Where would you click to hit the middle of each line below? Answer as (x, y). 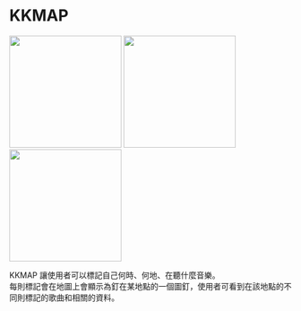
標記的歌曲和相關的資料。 (72, 298)
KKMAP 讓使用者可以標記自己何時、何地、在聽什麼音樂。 (115, 275)
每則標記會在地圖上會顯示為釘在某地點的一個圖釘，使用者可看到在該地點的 (146, 286)
